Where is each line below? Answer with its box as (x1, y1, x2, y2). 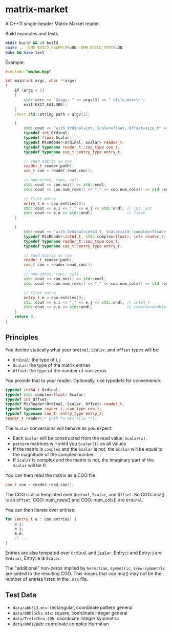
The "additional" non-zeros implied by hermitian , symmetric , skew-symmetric (5, 565, 165, 571)
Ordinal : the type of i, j (12, 356, 61, 363)
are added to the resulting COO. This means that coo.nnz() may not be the (5, 571, 162, 577)
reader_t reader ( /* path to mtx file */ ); (5, 416, 97, 421)
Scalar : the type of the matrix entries (12, 362, 91, 368)
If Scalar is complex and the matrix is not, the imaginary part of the (12, 457, 154, 463)
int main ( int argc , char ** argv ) (5, 78, 77, 83)
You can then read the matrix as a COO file (5, 472, 96, 478)
